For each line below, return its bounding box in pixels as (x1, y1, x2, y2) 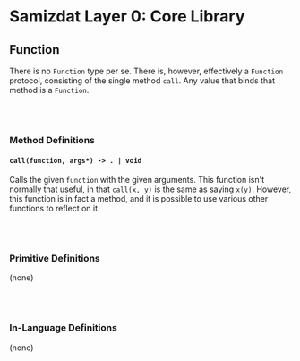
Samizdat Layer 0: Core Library (9, 6, 245, 27)
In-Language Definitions (9, 322, 118, 334)
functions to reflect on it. (9, 203, 100, 214)
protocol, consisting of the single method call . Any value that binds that (9, 75, 276, 86)
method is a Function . (9, 85, 90, 95)
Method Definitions (9, 133, 96, 146)
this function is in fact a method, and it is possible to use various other (9, 193, 269, 204)
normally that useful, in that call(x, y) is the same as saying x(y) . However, (9, 184, 292, 194)
